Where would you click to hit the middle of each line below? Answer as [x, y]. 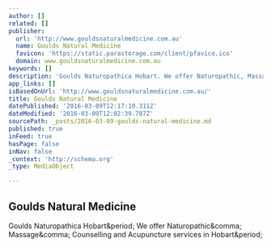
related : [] [28, 23]
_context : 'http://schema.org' [61, 159]
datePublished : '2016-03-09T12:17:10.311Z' [83, 106]
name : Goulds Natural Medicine [68, 46]
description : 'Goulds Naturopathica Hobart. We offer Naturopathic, [126, 76]
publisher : [27, 31]
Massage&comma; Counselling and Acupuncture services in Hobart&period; [136, 234]
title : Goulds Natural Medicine [63, 99]
